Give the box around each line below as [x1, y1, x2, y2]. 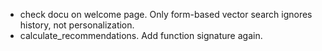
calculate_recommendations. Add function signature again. [19, 30, 263, 41]
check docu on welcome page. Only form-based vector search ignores [19, 9, 313, 20]
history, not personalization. [19, 19, 135, 31]
